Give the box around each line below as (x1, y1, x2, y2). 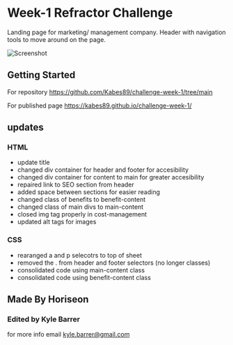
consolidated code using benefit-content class (17, 273, 152, 281)
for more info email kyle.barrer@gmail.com (7, 330, 130, 339)
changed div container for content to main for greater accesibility (17, 173, 204, 182)
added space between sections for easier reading (17, 188, 161, 196)
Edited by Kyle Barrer (7, 314, 81, 324)
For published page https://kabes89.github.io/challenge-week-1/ (7, 101, 193, 110)
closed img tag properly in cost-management (17, 210, 147, 219)
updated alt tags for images (17, 218, 97, 226)
